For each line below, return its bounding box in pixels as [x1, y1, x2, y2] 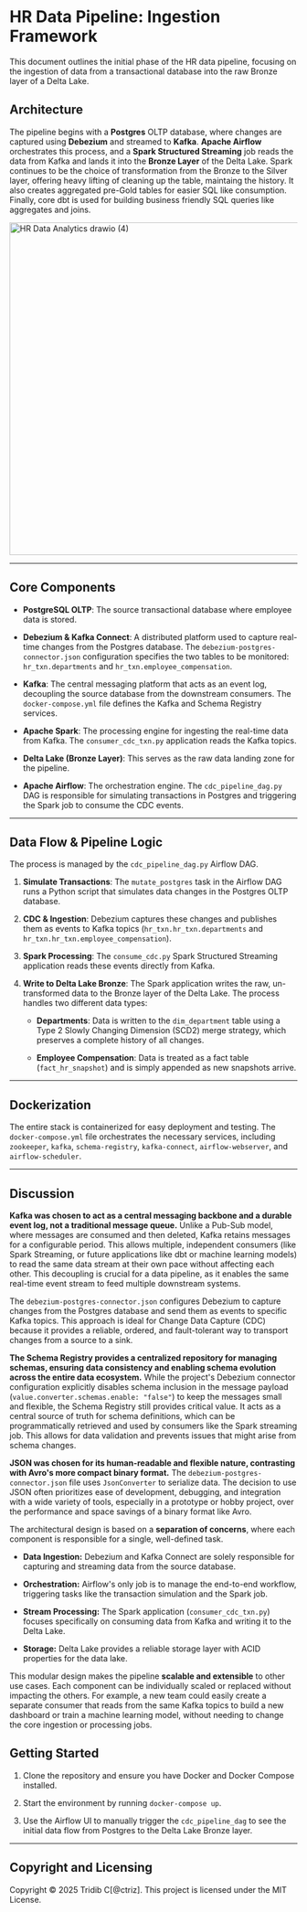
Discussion [9, 1186, 75, 1202]
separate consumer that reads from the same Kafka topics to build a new [9, 1700, 284, 1711]
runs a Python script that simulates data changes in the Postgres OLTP [22, 886, 289, 897]
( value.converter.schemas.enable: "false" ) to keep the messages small [9, 1392, 282, 1402]
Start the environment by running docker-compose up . [22, 1797, 222, 1808]
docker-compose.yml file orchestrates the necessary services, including [9, 1131, 276, 1142]
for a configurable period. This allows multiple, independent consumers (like [9, 1239, 297, 1250]
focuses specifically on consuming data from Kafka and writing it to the [22, 1616, 292, 1627]
